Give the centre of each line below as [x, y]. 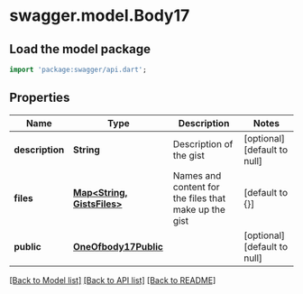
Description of [203, 143]
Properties [40, 98]
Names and [197, 175]
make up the [199, 209]
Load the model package [80, 49]
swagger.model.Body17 [100, 16]
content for [196, 187]
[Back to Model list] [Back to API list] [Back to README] [113, 280]
